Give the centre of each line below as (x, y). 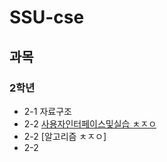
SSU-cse (47, 17)
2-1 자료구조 (47, 111)
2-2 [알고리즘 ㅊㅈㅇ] (65, 136)
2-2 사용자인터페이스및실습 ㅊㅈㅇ (90, 123)
